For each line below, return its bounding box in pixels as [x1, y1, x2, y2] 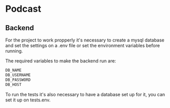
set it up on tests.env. [5, 97, 51, 103]
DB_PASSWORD [5, 77, 31, 82]
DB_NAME [5, 68, 22, 73]
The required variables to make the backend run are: [5, 58, 116, 64]
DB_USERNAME [5, 72, 31, 77]
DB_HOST [5, 82, 22, 87]
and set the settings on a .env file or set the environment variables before [5, 42, 160, 49]
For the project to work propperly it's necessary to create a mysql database [5, 37, 165, 43]
